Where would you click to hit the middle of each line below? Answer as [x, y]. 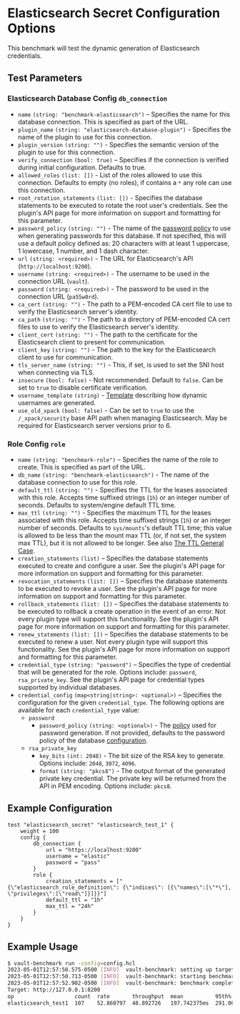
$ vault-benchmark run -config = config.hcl [71, 963]
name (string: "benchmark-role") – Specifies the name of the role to [118, 459]
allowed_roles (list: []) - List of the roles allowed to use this [110, 175]
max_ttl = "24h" [70, 906]
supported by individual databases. [70, 687]
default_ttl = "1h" [74, 900]
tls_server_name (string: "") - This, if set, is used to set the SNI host [121, 364]
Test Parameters [45, 78]
